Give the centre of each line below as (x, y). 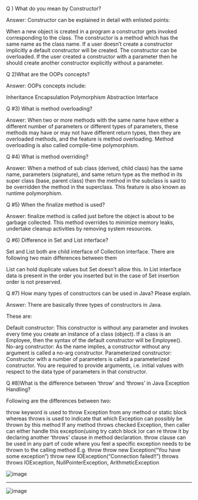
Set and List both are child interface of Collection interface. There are (90, 251)
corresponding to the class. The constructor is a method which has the (92, 38)
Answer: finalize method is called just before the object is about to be (90, 216)
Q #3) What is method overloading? (49, 108)
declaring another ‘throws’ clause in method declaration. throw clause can (96, 437)
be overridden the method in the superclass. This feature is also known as (96, 187)
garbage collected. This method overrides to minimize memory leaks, (90, 222)
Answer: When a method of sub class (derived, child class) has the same (95, 168)
